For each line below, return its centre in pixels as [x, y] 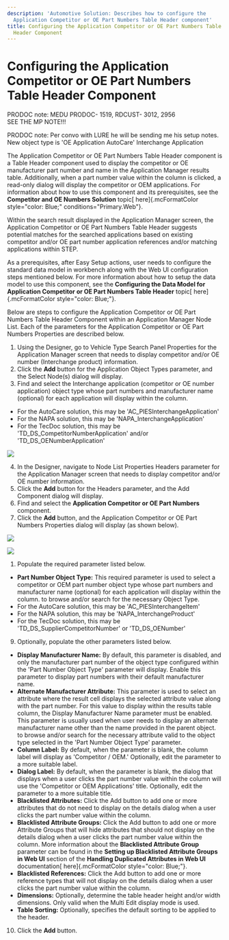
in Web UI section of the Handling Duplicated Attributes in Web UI [111, 859]
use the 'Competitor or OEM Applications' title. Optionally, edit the [110, 786]
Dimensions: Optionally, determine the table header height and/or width [119, 895]
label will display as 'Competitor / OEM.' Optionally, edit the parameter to [119, 757]
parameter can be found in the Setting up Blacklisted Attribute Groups [117, 852]
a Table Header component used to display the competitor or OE [98, 163]
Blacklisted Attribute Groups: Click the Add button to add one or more [117, 823]
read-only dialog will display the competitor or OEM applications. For [104, 185]
